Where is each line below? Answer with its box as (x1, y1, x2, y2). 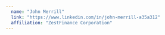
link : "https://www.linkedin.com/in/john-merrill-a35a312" (11, 14, 161, 20)
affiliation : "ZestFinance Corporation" (11, 20, 113, 26)
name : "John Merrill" (11, 8, 65, 15)
